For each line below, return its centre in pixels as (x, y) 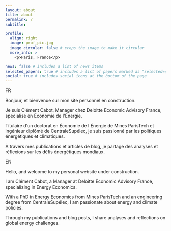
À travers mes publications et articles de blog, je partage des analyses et (82, 147)
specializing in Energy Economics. (41, 187)
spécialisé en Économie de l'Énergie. (44, 116)
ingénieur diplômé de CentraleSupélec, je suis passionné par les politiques (83, 131)
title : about (19, 15)
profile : (15, 34)
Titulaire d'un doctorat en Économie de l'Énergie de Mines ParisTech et (80, 126)
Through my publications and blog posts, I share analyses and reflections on (85, 218)
